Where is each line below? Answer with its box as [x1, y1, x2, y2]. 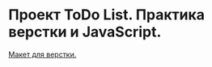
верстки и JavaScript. [8, 23, 162, 41]
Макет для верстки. [8, 49, 77, 59]
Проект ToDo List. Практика [8, 6, 205, 24]
